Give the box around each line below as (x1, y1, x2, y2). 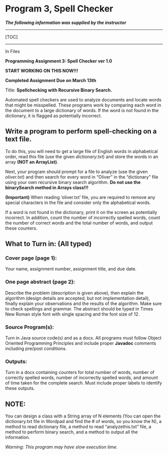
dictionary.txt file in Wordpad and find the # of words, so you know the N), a (5, 418, 161, 424)
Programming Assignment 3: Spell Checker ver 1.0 (5, 58, 112, 64)
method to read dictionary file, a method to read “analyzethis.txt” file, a (5, 423, 151, 430)
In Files (5, 48, 20, 54)
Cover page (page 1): (5, 254, 57, 261)
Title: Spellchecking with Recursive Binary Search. (5, 87, 112, 93)
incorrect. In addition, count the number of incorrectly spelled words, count (5, 214, 160, 220)
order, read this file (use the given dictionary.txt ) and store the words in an (5, 153, 158, 159)
